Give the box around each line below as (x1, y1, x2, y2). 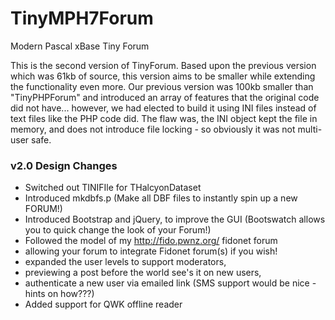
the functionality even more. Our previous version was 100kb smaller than (10, 80, 314, 92)
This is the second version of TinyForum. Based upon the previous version (10, 59, 317, 71)
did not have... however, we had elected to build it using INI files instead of (10, 102, 317, 114)
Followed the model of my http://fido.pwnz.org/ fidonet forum (24, 235, 278, 247)
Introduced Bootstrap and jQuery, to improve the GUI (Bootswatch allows (24, 213, 326, 226)
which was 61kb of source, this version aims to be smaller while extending (10, 70, 316, 82)
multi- (297, 123, 323, 135)
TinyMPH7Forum (10, 7, 154, 30)
